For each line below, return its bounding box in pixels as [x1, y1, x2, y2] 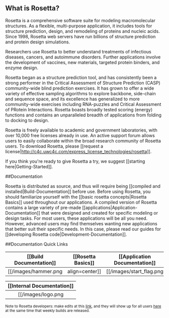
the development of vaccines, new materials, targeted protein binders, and [5, 59, 160, 65]
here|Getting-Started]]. [5, 163, 53, 169]
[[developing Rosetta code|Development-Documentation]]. [5, 231, 127, 237]
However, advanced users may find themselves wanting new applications [5, 220, 157, 226]
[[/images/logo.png [18, 291, 64, 298]
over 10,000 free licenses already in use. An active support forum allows [5, 132, 155, 138]
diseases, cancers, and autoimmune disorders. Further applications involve [5, 54, 161, 60]
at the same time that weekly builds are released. [5, 308, 90, 313]
